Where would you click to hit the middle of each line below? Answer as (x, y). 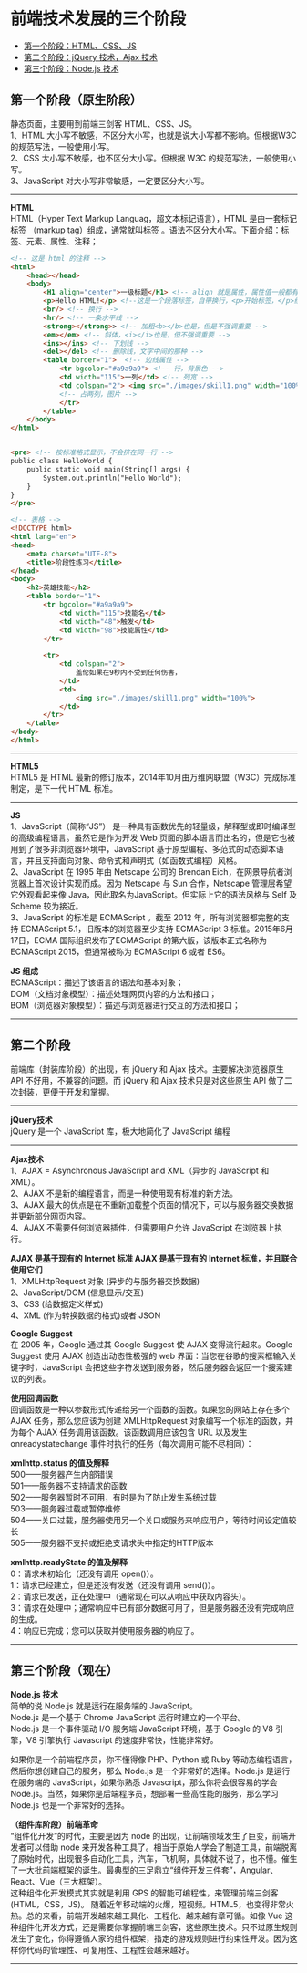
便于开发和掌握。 (82, 1092)
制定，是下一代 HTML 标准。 (64, 788)
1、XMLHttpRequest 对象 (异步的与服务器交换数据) (105, 1281)
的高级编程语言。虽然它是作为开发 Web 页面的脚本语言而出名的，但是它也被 (153, 837)
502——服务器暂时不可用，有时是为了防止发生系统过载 (113, 1497)
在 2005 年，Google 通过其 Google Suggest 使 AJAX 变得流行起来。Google (152, 1344)
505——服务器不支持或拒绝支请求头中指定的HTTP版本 (112, 1542)
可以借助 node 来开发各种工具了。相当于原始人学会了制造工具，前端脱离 (162, 1847)
